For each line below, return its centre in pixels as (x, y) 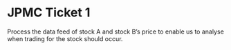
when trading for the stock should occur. (65, 38)
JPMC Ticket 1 (49, 13)
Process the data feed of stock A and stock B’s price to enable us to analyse (116, 32)
